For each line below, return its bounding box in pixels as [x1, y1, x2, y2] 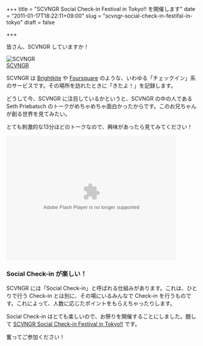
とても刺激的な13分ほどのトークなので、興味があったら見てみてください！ [6, 123, 193, 130]
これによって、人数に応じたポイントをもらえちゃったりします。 [16, 300, 176, 307]
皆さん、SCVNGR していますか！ [6, 43, 90, 50]
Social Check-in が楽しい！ [6, 269, 87, 278]
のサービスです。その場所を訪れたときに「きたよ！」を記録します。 [6, 82, 177, 89]
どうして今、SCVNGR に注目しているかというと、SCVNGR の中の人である [6, 95, 193, 102]
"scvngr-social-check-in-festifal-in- [102, 12, 193, 20]
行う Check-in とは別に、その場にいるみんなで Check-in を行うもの [16, 292, 186, 300]
